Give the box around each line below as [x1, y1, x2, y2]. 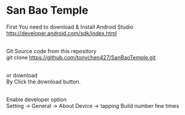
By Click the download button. [6, 78, 81, 85]
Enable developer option [6, 96, 67, 103]
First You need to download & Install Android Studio [6, 23, 134, 30]
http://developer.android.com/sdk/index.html [6, 29, 117, 36]
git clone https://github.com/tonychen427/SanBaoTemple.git [6, 54, 156, 61]
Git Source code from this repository [6, 47, 97, 54]
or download [6, 72, 38, 79]
